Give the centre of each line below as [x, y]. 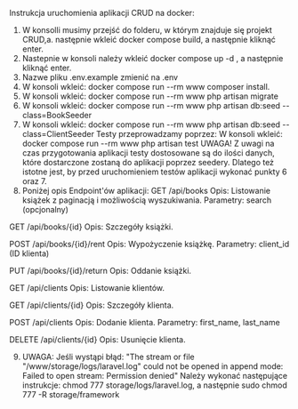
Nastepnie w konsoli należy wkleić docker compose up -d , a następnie [153, 58]
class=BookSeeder [57, 115]
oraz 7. [34, 181]
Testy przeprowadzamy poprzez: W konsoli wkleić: [189, 134]
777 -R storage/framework [71, 394]
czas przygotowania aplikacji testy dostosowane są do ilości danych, [148, 153]
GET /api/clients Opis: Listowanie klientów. [87, 288]
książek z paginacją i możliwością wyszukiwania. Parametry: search [147, 200]
